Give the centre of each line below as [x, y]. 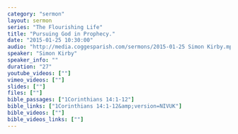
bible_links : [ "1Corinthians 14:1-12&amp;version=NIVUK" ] [95, 106]
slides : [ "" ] [27, 86]
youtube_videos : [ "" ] [39, 73]
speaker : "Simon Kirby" [42, 54]
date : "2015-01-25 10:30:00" [50, 40]
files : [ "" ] [25, 93]
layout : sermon [30, 21]
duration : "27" [30, 67]
